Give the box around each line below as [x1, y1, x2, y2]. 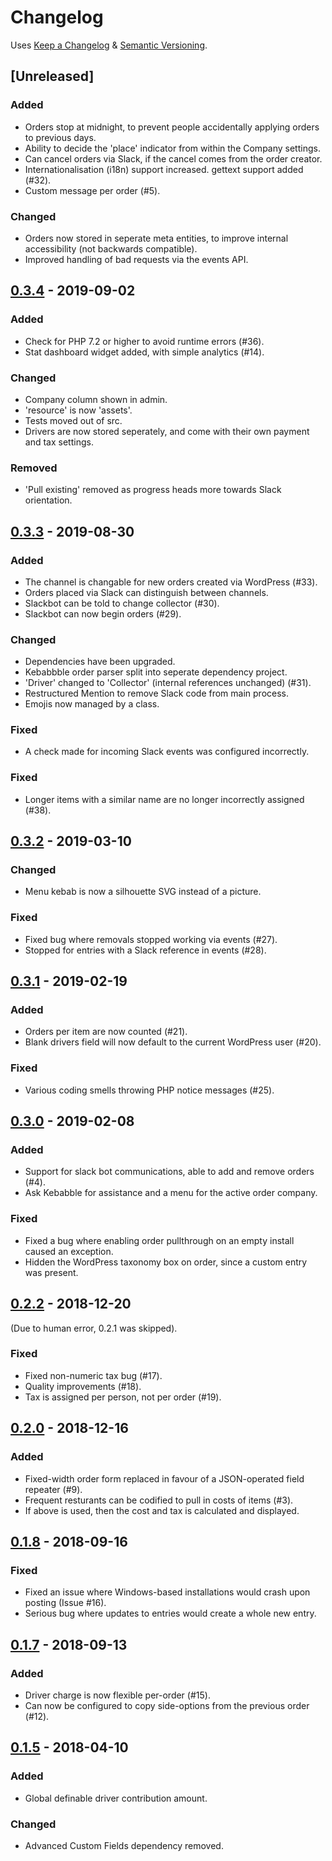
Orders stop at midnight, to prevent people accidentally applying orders [24, 121, 320, 133]
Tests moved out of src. [24, 414, 123, 426]
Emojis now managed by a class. [24, 698, 160, 710]
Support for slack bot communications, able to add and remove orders [24, 1166, 315, 1178]
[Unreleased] [10, 68, 95, 85]
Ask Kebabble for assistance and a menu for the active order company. [24, 1187, 318, 1199]
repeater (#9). [24, 1483, 83, 1495]
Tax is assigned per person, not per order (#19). [24, 1391, 222, 1403]
